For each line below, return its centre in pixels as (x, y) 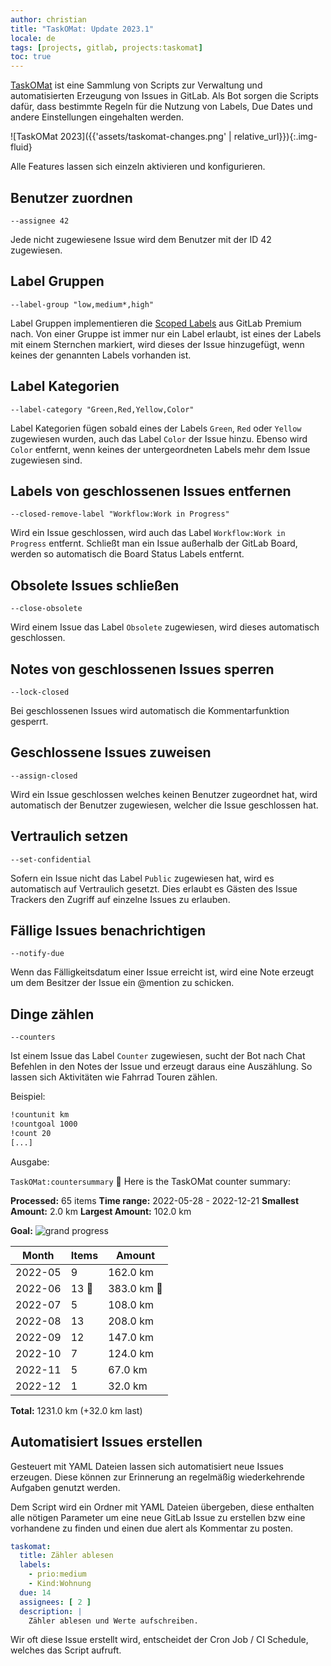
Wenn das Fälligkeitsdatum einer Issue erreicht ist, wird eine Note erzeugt (162, 972)
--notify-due (37, 954)
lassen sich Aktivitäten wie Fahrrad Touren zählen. (114, 1077)
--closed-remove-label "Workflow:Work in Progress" (120, 514)
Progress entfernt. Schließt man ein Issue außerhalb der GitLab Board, (154, 543)
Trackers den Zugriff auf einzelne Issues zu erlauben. (120, 899)
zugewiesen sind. (46, 460)
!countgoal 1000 (44, 1124)
